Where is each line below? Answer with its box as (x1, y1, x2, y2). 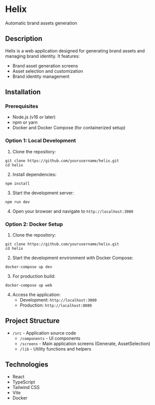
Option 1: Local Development (5, 137, 76, 144)
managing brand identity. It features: (5, 53, 80, 59)
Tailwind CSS (12, 384, 40, 390)
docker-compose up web (5, 283, 52, 288)
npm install (5, 181, 30, 186)
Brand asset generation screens (12, 62, 78, 68)
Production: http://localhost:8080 (19, 302, 92, 308)
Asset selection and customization (12, 68, 83, 74)
